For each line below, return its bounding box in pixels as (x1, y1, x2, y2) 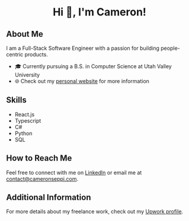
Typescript (14, 117, 41, 124)
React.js (14, 111, 35, 118)
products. (24, 51, 49, 58)
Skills (6, 95, 27, 105)
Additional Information (6, 193, 91, 203)
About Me (6, 29, 43, 39)
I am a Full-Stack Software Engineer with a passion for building (6, 44, 160, 52)
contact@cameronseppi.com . (6, 175, 79, 182)
